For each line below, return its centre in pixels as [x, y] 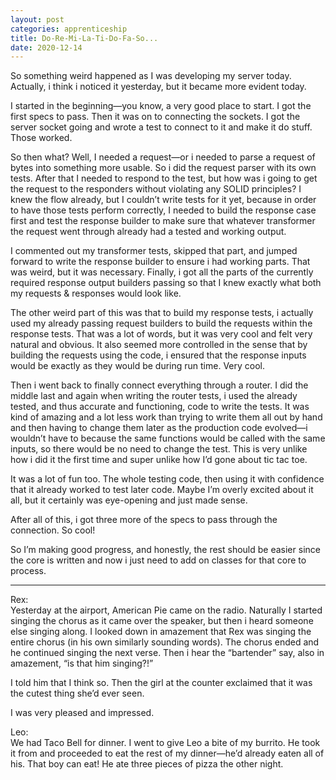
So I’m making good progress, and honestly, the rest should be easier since [165, 550]
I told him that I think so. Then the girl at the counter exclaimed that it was [161, 683]
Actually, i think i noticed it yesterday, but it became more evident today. [158, 87]
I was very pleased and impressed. [82, 713]
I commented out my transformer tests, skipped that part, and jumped [154, 251]
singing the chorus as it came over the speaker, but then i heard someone [162, 621]
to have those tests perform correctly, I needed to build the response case [163, 210]
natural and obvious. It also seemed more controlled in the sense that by [159, 345]
